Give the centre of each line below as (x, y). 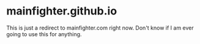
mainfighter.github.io (62, 11)
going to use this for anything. (44, 34)
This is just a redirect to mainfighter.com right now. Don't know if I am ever (100, 28)
